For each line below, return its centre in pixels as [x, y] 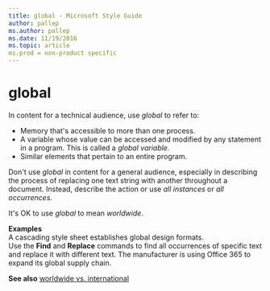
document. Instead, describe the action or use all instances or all [116, 189]
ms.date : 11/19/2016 [43, 38]
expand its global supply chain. [60, 263]
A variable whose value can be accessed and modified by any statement [141, 139]
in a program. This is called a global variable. [95, 148]
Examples [25, 228]
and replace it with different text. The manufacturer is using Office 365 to [130, 254]
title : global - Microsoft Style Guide [75, 16]
